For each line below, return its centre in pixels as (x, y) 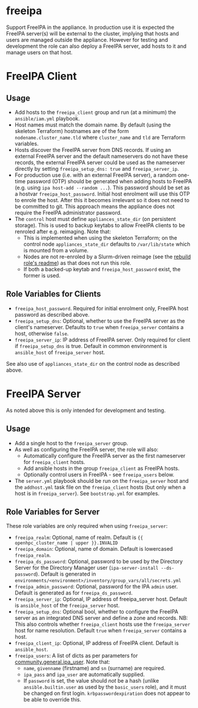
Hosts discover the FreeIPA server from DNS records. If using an (93, 150)
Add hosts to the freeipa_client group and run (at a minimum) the (95, 112)
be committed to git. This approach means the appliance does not (95, 206)
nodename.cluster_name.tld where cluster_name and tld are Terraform (100, 137)
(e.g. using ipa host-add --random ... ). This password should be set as (102, 187)
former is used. (42, 275)
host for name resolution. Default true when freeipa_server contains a (100, 631)
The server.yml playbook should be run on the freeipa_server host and (101, 480)
